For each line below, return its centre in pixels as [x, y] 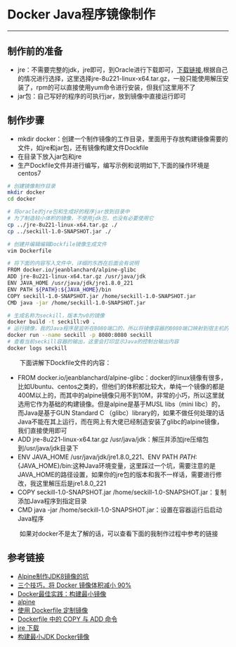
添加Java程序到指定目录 [52, 500]
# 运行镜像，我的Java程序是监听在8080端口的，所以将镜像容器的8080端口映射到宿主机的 [118, 328]
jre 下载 [28, 627]
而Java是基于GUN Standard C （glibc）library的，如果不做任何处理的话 [121, 412]
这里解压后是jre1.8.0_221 [71, 483]
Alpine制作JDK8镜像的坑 [53, 576]
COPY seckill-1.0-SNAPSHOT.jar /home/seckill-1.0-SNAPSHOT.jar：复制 [122, 492]
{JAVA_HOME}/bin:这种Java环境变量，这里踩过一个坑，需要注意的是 [117, 465]
